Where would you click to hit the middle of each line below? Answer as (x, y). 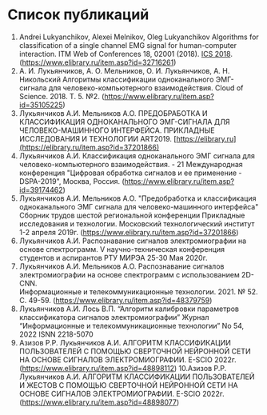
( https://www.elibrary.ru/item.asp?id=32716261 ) (98, 62)
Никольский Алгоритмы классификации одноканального (116, 79)
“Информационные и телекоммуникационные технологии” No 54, (132, 325)
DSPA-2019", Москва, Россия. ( (72, 181)
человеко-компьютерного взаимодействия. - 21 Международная (131, 164)
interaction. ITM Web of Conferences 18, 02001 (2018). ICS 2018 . (126, 54)
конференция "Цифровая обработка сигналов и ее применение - (130, 173)
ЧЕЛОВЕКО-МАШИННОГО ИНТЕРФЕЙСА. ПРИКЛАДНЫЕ (117, 130)
